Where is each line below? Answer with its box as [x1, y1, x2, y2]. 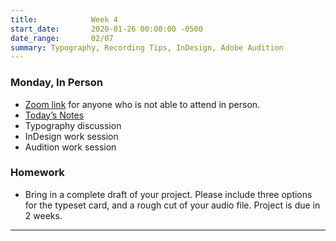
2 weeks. [24, 209, 63, 221]
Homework [10, 166, 65, 180]
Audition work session [24, 141, 117, 153]
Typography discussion [24, 119, 122, 131]
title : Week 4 [10, 14, 118, 25]
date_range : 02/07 [10, 33, 114, 43]
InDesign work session [24, 130, 119, 142]
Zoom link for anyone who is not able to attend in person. [24, 98, 261, 110]
